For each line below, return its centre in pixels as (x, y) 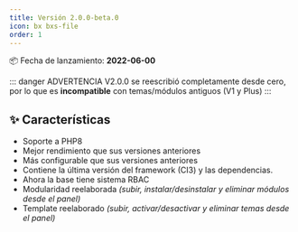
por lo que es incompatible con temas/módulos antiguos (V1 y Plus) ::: (140, 91)
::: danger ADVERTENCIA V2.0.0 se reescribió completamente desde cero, (148, 81)
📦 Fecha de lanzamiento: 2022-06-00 (83, 60)
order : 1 (26, 34)
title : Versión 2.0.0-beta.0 (64, 18)
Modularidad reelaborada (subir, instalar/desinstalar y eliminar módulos (156, 190)
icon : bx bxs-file (44, 26)
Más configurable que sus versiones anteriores (110, 161)
